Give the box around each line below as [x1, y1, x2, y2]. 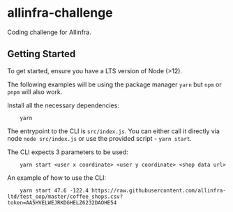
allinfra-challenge [7, 5, 113, 21]
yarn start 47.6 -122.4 [20, 187, 89, 194]
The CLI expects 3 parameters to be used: [7, 148, 129, 156]
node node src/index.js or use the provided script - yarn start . [7, 134, 192, 142]
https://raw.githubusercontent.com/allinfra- [91, 187, 227, 194]
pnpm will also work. [7, 87, 63, 96]
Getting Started [7, 48, 76, 60]
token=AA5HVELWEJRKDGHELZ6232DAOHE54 [7, 199, 117, 206]
